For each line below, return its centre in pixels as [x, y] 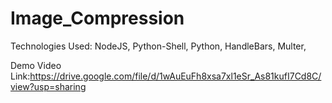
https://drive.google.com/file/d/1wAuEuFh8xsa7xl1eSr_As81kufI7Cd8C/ [175, 76]
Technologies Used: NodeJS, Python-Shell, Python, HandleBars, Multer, [158, 46]
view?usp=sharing [48, 86]
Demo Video [36, 65]
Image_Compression [97, 18]
